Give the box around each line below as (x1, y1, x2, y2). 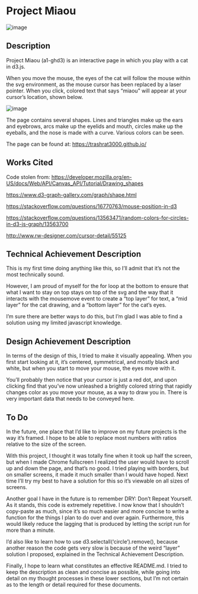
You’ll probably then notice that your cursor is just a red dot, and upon (6, 376, 177, 384)
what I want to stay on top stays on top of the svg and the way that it (6, 289, 174, 296)
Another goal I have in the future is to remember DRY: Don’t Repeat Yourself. (6, 495, 193, 502)
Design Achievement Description (6, 336, 131, 346)
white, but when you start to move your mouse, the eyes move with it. (6, 365, 176, 372)
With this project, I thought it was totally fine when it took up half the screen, (6, 452, 193, 459)
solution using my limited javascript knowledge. (6, 319, 122, 327)
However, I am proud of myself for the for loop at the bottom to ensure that (6, 283, 189, 290)
